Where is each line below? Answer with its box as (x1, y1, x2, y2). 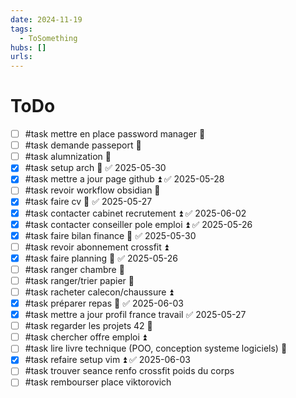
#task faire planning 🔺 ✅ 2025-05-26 (24, 252, 178, 264)
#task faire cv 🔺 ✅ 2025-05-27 (24, 196, 153, 208)
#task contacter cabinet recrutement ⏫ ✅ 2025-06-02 (24, 207, 247, 219)
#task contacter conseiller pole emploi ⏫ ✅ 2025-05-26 (24, 218, 253, 230)
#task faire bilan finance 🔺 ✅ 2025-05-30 (24, 229, 197, 241)
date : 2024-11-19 (10, 14, 83, 25)
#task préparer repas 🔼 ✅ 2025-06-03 (24, 297, 185, 309)
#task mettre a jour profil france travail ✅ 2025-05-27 (24, 309, 247, 321)
